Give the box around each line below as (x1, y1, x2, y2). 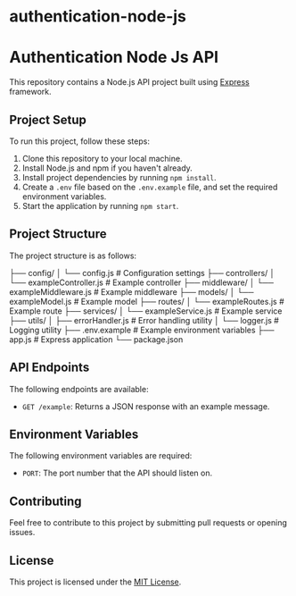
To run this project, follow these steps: (9, 136, 150, 147)
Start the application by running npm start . (21, 200, 179, 211)
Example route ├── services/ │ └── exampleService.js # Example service (9, 306, 283, 316)
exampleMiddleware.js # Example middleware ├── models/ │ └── (9, 286, 254, 297)
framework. (9, 87, 52, 97)
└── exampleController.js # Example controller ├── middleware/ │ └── (9, 277, 275, 288)
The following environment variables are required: (9, 450, 193, 461)
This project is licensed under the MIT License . (9, 576, 182, 587)
